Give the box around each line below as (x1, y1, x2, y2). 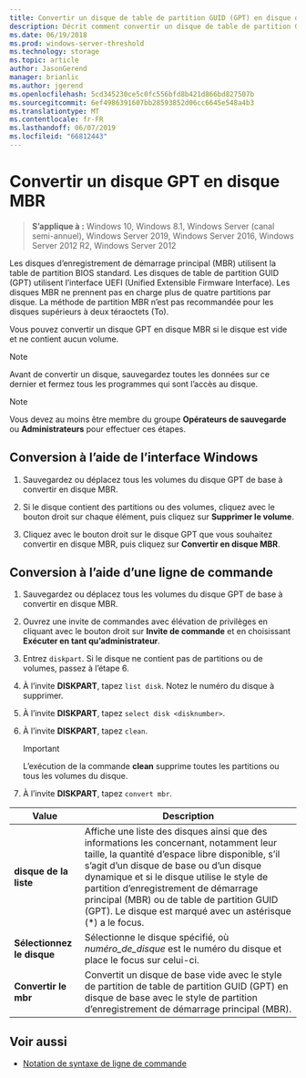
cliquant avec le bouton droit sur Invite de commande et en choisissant (22, 626, 291, 637)
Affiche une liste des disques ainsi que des (84, 826, 268, 838)
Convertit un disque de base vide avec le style (84, 969, 282, 981)
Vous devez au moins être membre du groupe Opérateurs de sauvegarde (9, 414, 287, 425)
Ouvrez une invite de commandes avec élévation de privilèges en (22, 616, 269, 627)
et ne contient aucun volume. (9, 334, 119, 344)
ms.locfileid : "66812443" (9, 132, 107, 141)
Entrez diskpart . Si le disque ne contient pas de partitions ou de (22, 653, 263, 664)
